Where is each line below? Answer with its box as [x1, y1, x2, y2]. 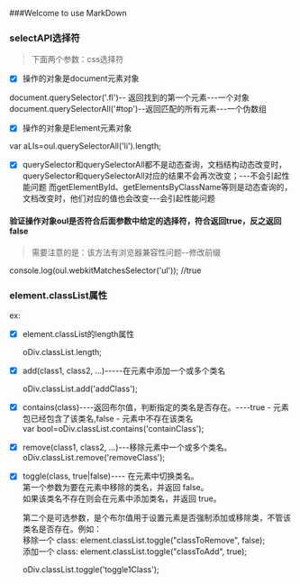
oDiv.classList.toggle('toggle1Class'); [22, 564, 159, 575]
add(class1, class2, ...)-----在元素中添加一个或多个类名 [22, 365, 226, 377]
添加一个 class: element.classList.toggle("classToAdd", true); [22, 546, 248, 557]
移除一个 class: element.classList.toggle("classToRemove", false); [22, 535, 266, 546]
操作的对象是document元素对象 [22, 73, 140, 84]
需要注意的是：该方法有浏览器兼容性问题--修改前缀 [31, 247, 221, 258]
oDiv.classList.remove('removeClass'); [22, 452, 166, 463]
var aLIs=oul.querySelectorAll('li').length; [9, 141, 162, 151]
